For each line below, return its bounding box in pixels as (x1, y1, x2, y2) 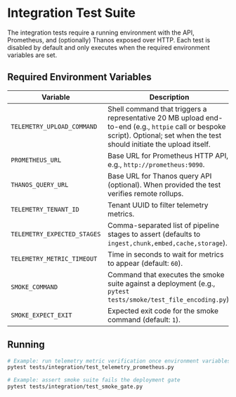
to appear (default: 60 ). (107, 258, 183, 268)
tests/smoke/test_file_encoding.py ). (107, 294, 232, 304)
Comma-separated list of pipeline (107, 220, 220, 230)
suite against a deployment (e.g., (107, 279, 216, 288)
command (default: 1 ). (107, 314, 181, 324)
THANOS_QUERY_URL (11, 181, 69, 188)
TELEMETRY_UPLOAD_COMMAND (11, 122, 98, 130)
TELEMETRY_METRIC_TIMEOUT (11, 255, 98, 262)
